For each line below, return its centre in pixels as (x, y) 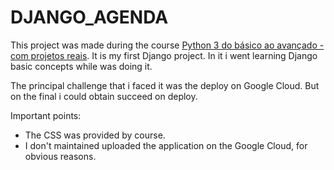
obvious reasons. (60, 156)
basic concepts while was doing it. (81, 66)
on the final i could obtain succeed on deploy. (104, 96)
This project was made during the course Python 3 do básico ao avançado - (167, 45)
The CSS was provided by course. (95, 135)
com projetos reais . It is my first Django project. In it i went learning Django (164, 55)
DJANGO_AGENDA (89, 17)
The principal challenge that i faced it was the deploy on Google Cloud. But (165, 85)
